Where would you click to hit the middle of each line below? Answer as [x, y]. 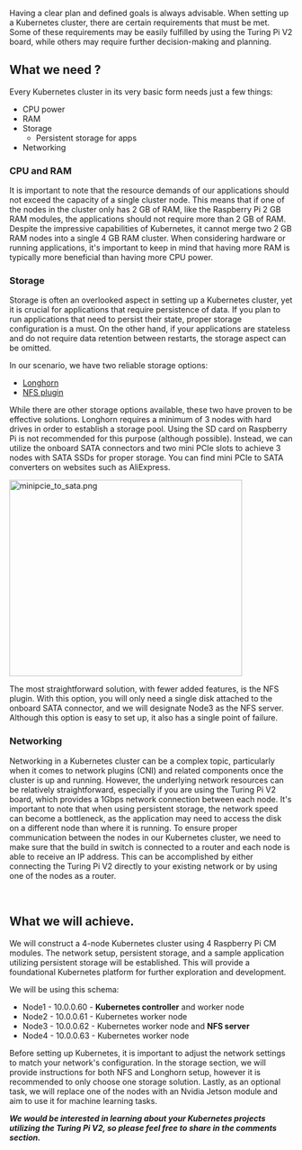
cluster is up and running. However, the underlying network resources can [147, 780]
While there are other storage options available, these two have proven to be [151, 410]
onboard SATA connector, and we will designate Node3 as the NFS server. [147, 708]
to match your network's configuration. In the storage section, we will [138, 1063]
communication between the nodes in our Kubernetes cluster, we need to [145, 838]
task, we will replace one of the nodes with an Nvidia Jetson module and [144, 1091]
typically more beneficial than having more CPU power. [111, 258]
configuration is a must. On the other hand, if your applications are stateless [150, 329]
